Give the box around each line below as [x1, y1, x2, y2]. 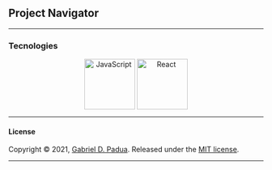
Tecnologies [8, 40, 58, 51]
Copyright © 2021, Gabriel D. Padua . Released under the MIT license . [8, 145, 240, 155]
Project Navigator [8, 6, 100, 20]
